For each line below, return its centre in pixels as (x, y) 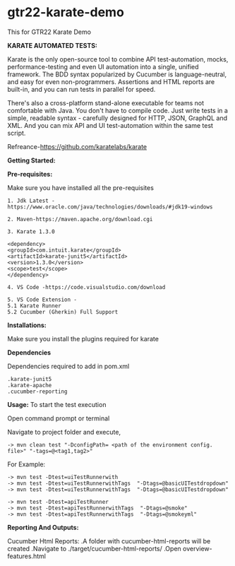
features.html (26, 556)
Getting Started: (31, 160)
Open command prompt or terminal (59, 418)
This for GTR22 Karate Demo (49, 32)
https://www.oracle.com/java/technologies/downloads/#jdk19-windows (110, 207)
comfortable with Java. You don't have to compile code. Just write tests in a (117, 110)
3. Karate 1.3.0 (31, 231)
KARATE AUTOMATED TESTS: (52, 45)
